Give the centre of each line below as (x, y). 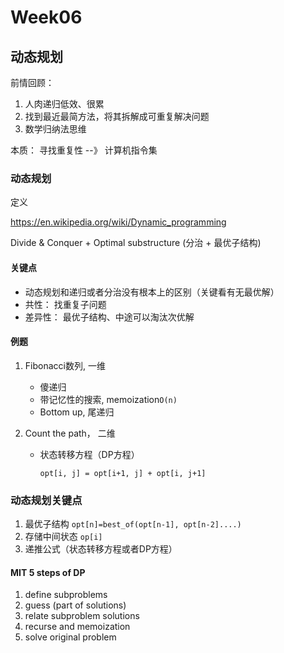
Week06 (46, 17)
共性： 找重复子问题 (65, 304)
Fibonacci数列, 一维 (65, 365)
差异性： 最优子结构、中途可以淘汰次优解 (109, 317)
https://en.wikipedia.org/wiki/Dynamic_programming (118, 222)
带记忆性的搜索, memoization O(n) (108, 399)
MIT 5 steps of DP (48, 572)
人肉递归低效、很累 (64, 104)
